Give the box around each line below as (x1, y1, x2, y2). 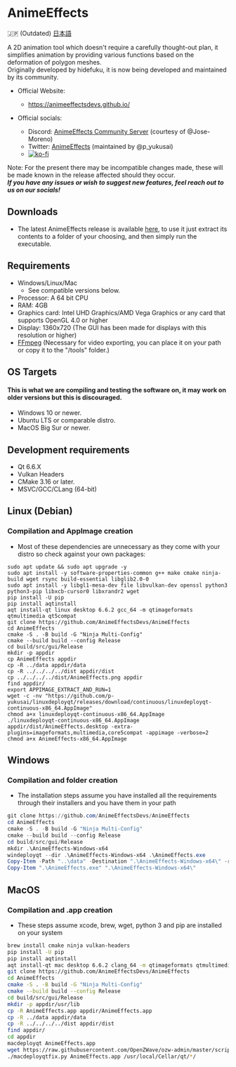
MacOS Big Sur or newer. (17, 423, 91, 432)
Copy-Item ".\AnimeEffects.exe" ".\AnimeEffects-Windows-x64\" (7, 865, 197, 872)
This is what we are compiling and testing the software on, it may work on (7, 385, 227, 394)
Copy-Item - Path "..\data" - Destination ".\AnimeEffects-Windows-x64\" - (7, 858, 228, 865)
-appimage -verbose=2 (145, 729, 209, 736)
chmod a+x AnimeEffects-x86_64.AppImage (7, 735, 128, 742)
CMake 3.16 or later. (17, 477, 75, 486)
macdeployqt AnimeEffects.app (7, 1040, 96, 1047)
